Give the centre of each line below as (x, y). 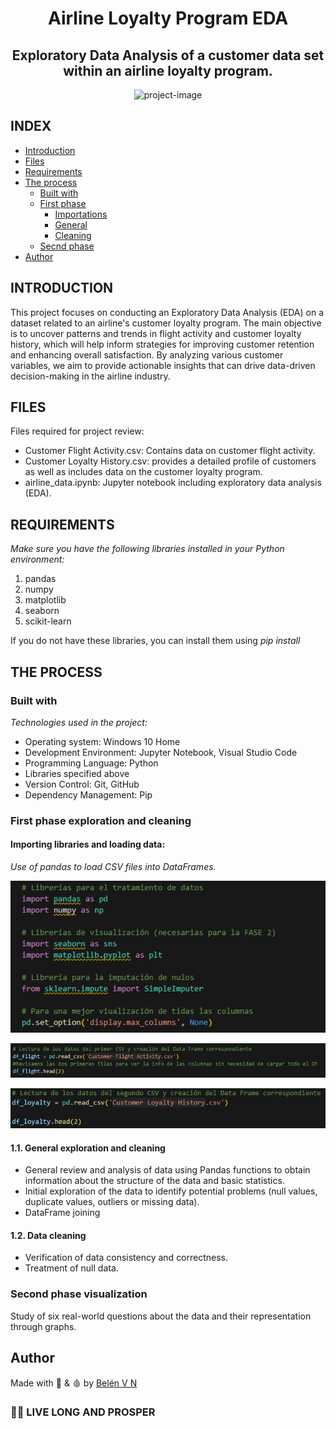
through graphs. (43, 1326)
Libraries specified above (77, 773)
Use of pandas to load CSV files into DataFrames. (113, 867)
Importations (81, 214)
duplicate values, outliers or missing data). (112, 1202)
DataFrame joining (62, 1213)
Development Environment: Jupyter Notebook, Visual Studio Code (161, 752)
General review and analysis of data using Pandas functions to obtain (167, 1170)
